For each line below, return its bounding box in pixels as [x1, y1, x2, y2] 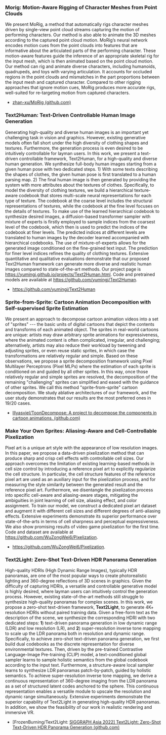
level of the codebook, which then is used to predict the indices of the [5, 224, 148, 230]
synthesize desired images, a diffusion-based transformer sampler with [5, 213, 151, 219]
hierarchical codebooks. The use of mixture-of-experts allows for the [5, 240, 146, 246]
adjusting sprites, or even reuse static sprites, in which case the [5, 347, 135, 353]
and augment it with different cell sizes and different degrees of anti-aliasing [5, 508, 161, 514]
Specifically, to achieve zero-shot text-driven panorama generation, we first [5, 636, 160, 642]
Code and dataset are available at [5, 529, 74, 535]
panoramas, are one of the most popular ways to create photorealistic [5, 573, 147, 578]
